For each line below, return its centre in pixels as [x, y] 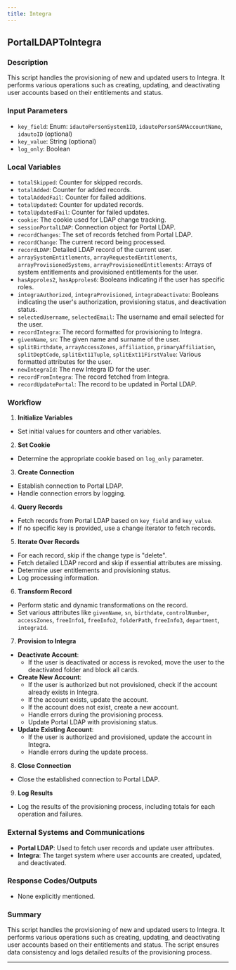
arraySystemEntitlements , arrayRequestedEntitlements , [97, 257]
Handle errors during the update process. [88, 752]
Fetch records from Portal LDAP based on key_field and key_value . [115, 521]
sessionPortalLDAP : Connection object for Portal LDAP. [97, 227]
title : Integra [29, 14]
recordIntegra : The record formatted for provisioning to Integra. [110, 332]
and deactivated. [42, 862]
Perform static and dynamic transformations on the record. [103, 605]
